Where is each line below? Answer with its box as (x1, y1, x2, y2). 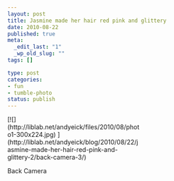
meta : (7, 37, 23, 44)
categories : (7, 76, 43, 83)
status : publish (7, 96, 55, 103)
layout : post (7, 10, 46, 18)
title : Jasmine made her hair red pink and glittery (7, 17, 167, 24)
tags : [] (7, 57, 33, 64)
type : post (7, 69, 40, 77)
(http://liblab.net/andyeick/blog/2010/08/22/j (7, 138, 138, 146)
